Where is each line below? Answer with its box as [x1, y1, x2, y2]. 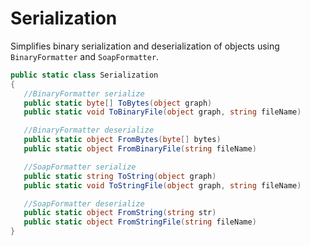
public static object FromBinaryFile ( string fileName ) [23, 144, 257, 154]
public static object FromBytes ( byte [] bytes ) [23, 135, 222, 145]
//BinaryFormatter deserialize [23, 125, 155, 136]
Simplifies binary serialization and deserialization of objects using [10, 40, 280, 52]
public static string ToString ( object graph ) [23, 171, 217, 181]
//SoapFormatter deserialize [23, 198, 145, 209]
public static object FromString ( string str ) [23, 208, 217, 218]
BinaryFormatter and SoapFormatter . [10, 50, 160, 62]
